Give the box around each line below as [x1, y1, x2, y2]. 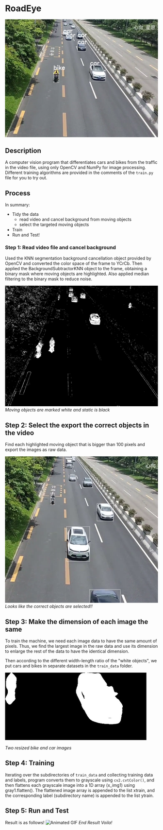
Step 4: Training [5, 759, 55, 767]
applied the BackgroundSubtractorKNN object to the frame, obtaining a [5, 265, 147, 271]
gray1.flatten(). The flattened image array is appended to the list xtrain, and [5, 787, 155, 793]
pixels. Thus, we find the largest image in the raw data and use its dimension [5, 643, 158, 649]
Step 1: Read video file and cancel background [5, 244, 116, 251]
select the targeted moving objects [19, 222, 89, 227]
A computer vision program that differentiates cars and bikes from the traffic [5, 159, 158, 165]
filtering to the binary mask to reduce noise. [5, 276, 93, 282]
